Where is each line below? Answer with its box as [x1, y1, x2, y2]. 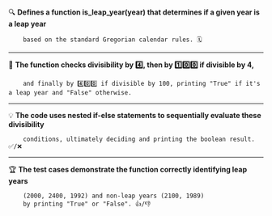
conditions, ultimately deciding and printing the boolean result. [23, 135, 255, 143]
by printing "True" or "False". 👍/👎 [23, 200, 151, 208]
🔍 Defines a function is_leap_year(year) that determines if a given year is [8, 7, 261, 17]
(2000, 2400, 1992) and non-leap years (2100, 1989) [23, 192, 205, 200]
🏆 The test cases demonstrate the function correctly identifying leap [8, 165, 248, 174]
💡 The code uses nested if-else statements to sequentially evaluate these [8, 111, 261, 120]
